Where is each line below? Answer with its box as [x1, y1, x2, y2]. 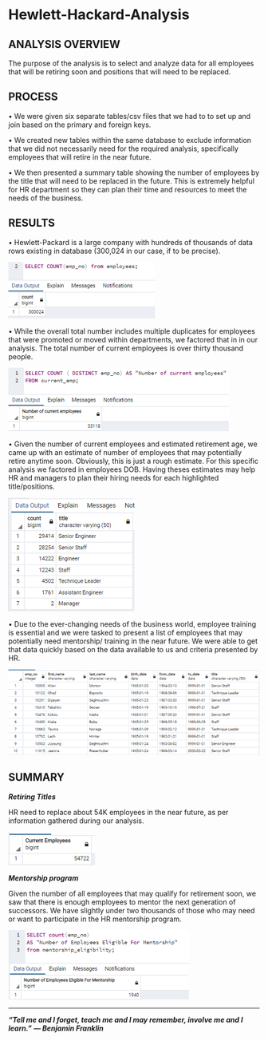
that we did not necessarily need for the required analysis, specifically [8, 144, 239, 153]
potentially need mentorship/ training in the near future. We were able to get [8, 636, 258, 646]
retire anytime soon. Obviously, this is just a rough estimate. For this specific [8, 456, 259, 465]
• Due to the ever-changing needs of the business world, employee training [8, 619, 257, 628]
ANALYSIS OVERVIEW [8, 38, 121, 51]
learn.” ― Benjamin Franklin [8, 1023, 104, 1033]
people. [8, 351, 33, 361]
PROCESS [8, 90, 58, 104]
